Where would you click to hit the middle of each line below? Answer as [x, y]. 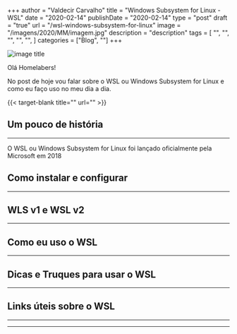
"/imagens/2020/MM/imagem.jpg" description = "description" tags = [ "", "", [118, 32]
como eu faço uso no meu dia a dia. [59, 89]
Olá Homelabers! [32, 67]
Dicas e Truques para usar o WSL [82, 274]
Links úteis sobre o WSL [61, 306]
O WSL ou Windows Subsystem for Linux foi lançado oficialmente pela [110, 148]
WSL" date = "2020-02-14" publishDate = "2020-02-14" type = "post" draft [117, 18]
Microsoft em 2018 [35, 155]
